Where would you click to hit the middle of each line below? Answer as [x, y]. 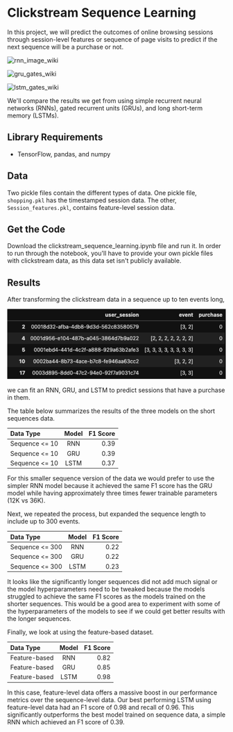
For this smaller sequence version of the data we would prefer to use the [111, 478]
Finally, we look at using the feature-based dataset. [80, 632]
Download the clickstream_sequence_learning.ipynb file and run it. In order [114, 246]
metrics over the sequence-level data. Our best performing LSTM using [109, 699]
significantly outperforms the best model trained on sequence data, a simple [116, 715]
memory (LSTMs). [33, 115]
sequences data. [31, 418]
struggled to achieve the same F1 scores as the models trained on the [106, 596]
